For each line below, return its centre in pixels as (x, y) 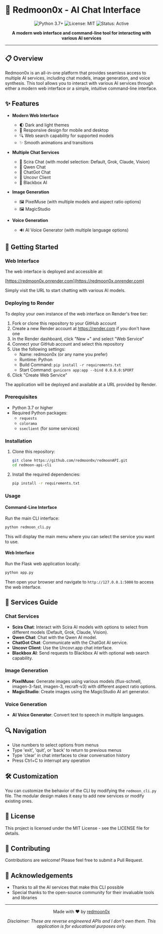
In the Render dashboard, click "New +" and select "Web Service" (78, 339)
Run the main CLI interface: (32, 518)
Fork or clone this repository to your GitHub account (64, 323)
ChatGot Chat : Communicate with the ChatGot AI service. (70, 642)
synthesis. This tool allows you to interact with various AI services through (79, 83)
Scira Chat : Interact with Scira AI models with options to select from (80, 627)
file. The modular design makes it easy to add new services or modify (75, 796)
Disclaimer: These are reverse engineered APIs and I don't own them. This (81, 921)
